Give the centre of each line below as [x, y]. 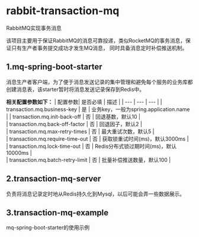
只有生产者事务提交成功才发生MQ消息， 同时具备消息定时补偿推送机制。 [99, 48]
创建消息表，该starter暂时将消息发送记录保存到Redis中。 [76, 89]
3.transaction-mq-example [57, 212]
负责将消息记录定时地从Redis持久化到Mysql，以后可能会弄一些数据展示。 [96, 194]
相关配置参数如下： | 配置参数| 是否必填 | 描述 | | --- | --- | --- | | [84, 102]
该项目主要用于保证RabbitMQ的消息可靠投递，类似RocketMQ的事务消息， [96, 40]
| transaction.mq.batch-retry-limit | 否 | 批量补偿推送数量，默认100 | [89, 160]
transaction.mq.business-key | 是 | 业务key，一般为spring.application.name [98, 109]
